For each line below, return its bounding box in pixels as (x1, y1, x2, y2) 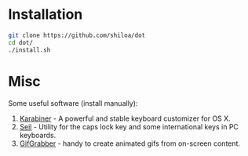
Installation (8, 5, 83, 24)
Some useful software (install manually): (8, 98, 138, 107)
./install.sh (8, 45, 51, 54)
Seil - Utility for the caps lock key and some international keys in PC (19, 122, 239, 131)
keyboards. (19, 130, 57, 140)
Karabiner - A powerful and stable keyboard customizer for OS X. (19, 114, 232, 123)
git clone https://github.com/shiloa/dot (8, 31, 146, 39)
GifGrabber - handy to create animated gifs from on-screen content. (19, 139, 241, 148)
